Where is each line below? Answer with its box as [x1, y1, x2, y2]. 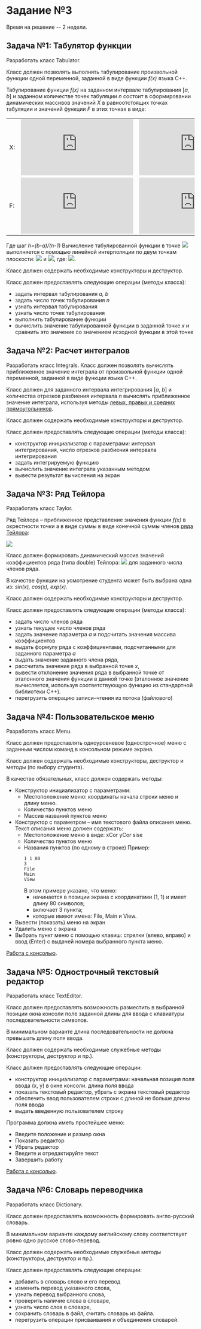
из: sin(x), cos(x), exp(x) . [6, 583, 68, 590]
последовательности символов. [6, 1017, 89, 1024]
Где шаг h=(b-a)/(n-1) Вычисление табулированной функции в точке [6, 242, 181, 249]
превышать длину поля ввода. [6, 1034, 84, 1042]
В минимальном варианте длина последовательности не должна [6, 1028, 173, 1035]
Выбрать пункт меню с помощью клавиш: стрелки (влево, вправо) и [14, 931, 191, 939]
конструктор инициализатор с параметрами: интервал [14, 439, 156, 447]
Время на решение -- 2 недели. [6, 23, 88, 31]
